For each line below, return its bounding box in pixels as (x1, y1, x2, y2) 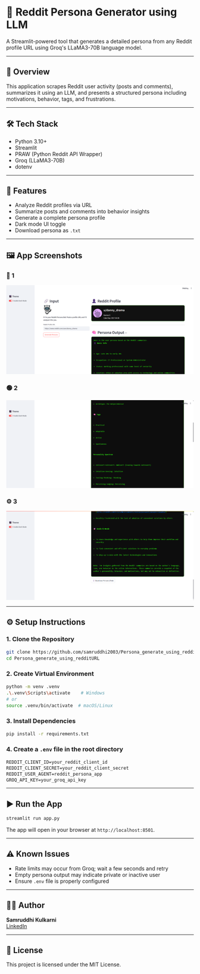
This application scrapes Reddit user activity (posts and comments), (6, 83, 173, 90)
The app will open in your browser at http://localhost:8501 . (6, 826, 155, 833)
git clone (6, 649, 31, 655)
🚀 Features (6, 186, 47, 196)
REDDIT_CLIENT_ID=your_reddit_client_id (6, 759, 108, 766)
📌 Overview (6, 67, 50, 77)
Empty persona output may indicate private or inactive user (14, 871, 161, 878)
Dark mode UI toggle (14, 220, 66, 228)
